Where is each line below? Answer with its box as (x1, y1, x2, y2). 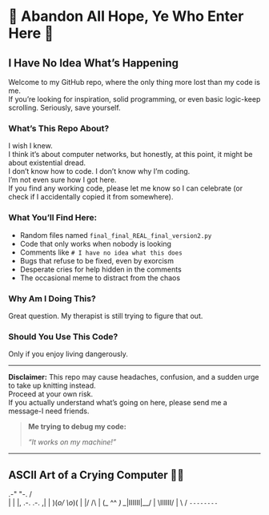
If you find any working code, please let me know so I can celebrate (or (8, 183, 243, 193)
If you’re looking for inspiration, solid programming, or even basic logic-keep (8, 95, 261, 103)
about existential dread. (8, 158, 86, 167)
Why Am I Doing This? (8, 292, 96, 304)
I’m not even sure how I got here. (8, 175, 117, 185)
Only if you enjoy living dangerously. (8, 349, 128, 359)
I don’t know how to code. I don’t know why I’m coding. (8, 167, 191, 176)
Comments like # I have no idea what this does (19, 247, 183, 257)
